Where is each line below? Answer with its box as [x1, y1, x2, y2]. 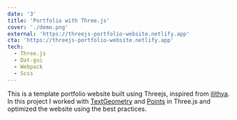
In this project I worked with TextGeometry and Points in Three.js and [7, 97, 211, 105]
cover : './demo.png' [7, 23, 69, 31]
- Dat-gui [14, 57, 43, 64]
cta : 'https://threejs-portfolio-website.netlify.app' [7, 37, 174, 44]
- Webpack [14, 63, 43, 70]
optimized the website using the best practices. [7, 104, 147, 113]
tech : [7, 43, 24, 50]
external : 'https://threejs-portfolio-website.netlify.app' [7, 30, 191, 38]
